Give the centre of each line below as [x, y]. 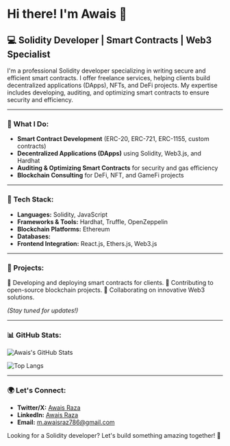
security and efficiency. [40, 100]
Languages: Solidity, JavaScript [62, 214]
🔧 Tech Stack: [30, 199]
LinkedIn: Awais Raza [48, 415]
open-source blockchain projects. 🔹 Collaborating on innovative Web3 [106, 290]
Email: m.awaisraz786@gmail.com [66, 422]
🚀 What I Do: [28, 124]
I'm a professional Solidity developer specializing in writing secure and [107, 71]
